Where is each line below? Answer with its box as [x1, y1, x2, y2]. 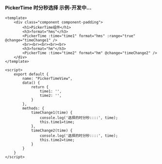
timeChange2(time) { [31, 128, 73, 133]
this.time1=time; [39, 120, 75, 125]
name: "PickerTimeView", [22, 76, 73, 81]
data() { [22, 80, 40, 86]
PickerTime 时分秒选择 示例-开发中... [5, 4, 92, 11]
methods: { [22, 106, 45, 111]
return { [31, 85, 49, 90]
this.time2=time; [39, 138, 75, 143]
